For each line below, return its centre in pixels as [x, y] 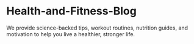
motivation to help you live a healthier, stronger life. [71, 34]
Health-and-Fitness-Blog [72, 11]
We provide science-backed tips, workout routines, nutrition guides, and [97, 28]
